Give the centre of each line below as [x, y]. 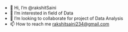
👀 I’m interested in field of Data [42, 13]
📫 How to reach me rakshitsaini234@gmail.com [60, 24]
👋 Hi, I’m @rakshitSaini [33, 8]
